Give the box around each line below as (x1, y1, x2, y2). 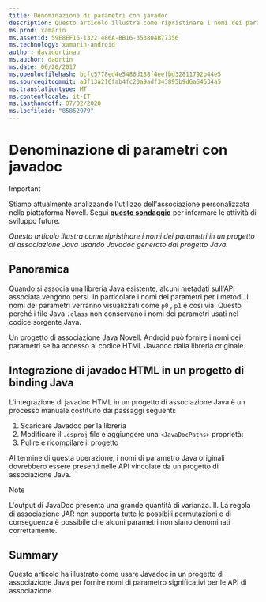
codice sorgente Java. (9, 317, 82, 326)
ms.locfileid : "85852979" (9, 107, 94, 115)
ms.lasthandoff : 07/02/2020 (9, 100, 102, 107)
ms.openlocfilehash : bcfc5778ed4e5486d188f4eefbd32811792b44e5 (9, 70, 222, 78)
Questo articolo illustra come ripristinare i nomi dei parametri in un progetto (9, 231, 255, 241)
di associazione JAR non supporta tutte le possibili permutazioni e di (9, 509, 232, 518)
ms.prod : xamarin (9, 26, 66, 34)
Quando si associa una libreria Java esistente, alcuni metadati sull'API (9, 284, 235, 293)
